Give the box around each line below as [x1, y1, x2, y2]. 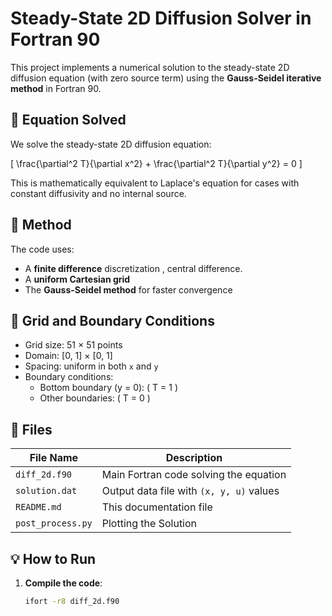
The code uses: [10, 243, 75, 255]
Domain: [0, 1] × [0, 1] [24, 350, 113, 362]
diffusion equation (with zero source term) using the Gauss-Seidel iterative [10, 72, 322, 84]
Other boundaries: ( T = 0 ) [39, 392, 151, 404]
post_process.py [15, 518, 93, 529]
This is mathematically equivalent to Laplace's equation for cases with [10, 177, 300, 189]
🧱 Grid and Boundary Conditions [10, 312, 215, 329]
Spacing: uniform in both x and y [24, 360, 159, 372]
